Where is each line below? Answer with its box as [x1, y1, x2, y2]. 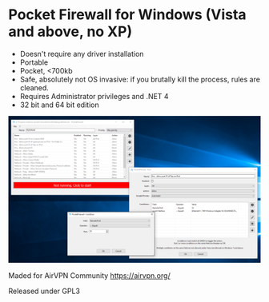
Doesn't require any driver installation [19, 49, 144, 58]
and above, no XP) [8, 22, 133, 41]
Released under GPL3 [8, 286, 81, 296]
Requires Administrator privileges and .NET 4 [19, 91, 170, 101]
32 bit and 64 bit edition [19, 100, 99, 109]
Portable [19, 58, 49, 67]
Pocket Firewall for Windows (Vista [8, 6, 247, 24]
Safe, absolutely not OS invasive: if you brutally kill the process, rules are [19, 74, 260, 84]
